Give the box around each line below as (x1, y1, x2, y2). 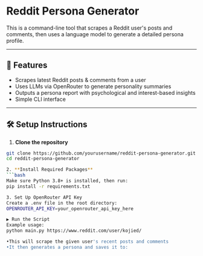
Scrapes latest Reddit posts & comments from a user (14, 76, 146, 83)
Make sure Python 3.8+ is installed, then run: (6, 178, 129, 184)
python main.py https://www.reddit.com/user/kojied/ (6, 228, 142, 234)
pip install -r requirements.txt (6, 183, 91, 190)
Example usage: (6, 222, 45, 228)
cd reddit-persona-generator (6, 156, 80, 162)
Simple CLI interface (14, 95, 66, 103)
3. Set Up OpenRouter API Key (6, 194, 83, 200)
